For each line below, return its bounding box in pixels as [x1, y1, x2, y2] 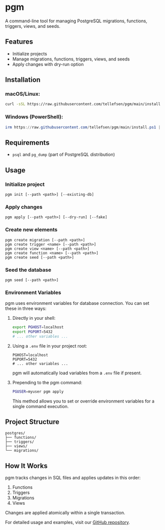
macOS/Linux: [5, 91, 41, 98]
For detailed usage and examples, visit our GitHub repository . [5, 520, 130, 526]
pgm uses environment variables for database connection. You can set [5, 300, 150, 306]
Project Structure [5, 418, 59, 426]
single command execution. [12, 403, 69, 409]
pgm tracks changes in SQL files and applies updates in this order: [5, 475, 141, 481]
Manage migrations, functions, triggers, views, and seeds [12, 56, 130, 62]
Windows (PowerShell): [5, 114, 63, 120]
